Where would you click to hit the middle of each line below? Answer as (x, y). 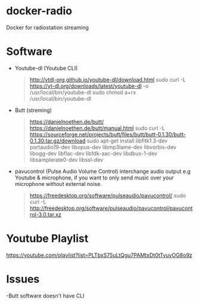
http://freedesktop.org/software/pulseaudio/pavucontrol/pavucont (111, 208)
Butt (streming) (33, 110)
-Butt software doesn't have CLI (45, 296)
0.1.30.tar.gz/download (57, 141)
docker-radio (39, 11)
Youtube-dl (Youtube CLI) (46, 68)
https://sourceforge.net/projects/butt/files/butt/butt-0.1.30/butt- (108, 134)
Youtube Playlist (47, 239)
